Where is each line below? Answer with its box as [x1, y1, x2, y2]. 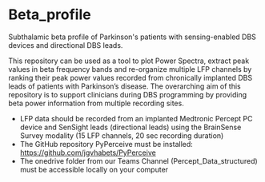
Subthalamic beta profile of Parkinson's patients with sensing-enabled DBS [8, 32, 256, 42]
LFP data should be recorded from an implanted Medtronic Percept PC [19, 113, 253, 123]
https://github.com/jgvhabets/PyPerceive [19, 148, 156, 157]
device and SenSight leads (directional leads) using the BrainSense [19, 122, 242, 132]
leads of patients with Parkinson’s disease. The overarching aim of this [8, 81, 242, 91]
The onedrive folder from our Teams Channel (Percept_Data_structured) [19, 156, 258, 165]
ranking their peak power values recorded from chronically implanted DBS [8, 73, 253, 82]
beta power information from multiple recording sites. [8, 98, 184, 108]
